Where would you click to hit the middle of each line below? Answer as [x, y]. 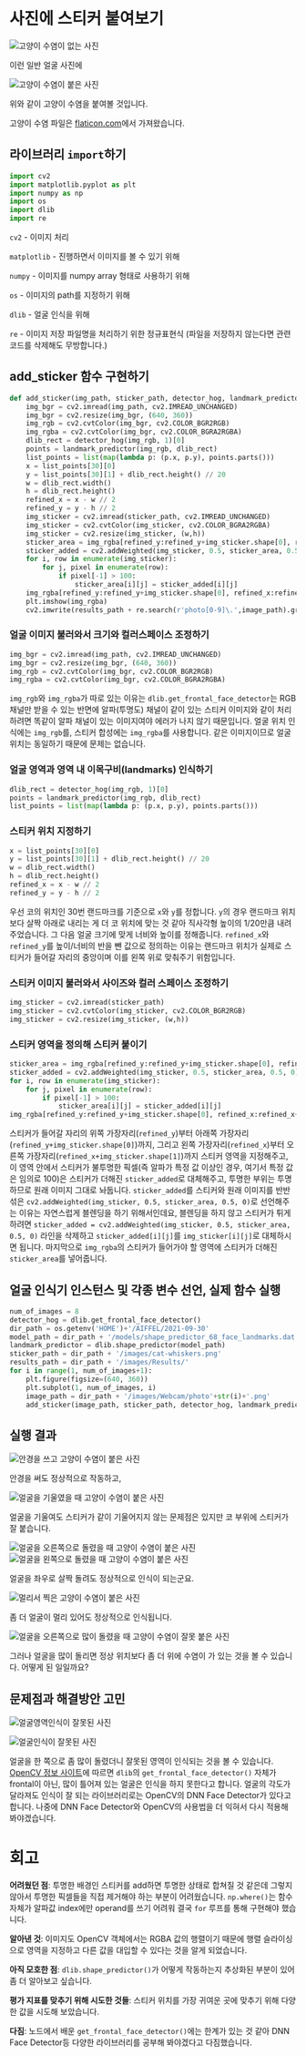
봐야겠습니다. [33, 1818]
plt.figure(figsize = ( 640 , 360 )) [87, 1379]
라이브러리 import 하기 [68, 154]
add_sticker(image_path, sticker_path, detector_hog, [130, 1405]
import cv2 [30, 176]
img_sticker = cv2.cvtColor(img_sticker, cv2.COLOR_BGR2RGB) [128, 1011]
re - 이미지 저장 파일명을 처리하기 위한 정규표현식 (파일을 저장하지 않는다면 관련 [150, 334]
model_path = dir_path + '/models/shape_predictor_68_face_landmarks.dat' [154, 1337]
